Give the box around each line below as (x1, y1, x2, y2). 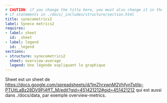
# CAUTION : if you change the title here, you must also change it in (5, 7, 155, 12)
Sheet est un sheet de (5, 77, 50, 83)
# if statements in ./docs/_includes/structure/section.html (5, 12, 135, 17)
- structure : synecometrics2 (5, 53, 66, 59)
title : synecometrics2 (5, 16, 52, 21)
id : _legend (9, 44, 35, 49)
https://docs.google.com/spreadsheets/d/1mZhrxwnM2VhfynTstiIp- (5, 82, 144, 88)
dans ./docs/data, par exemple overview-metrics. (5, 93, 106, 99)
